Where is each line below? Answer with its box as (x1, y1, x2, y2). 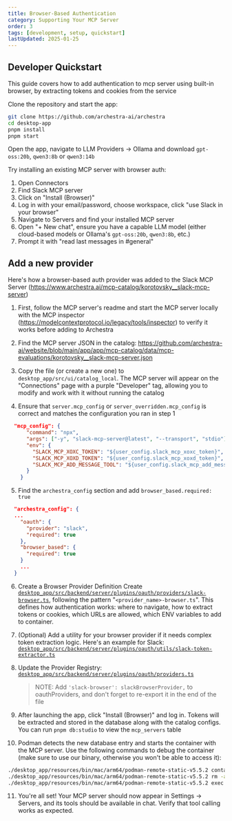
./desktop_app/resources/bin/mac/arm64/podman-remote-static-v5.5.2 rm (8, 773, 218, 780)
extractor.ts (17, 651, 56, 658)
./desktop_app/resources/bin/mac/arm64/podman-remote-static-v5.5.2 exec (8, 779, 224, 787)
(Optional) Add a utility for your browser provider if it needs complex (17, 630, 212, 639)
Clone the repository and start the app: (8, 100, 118, 108)
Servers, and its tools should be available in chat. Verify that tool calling (17, 799, 221, 807)
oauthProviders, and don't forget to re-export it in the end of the (34, 690, 217, 699)
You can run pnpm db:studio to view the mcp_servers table (17, 725, 182, 734)
